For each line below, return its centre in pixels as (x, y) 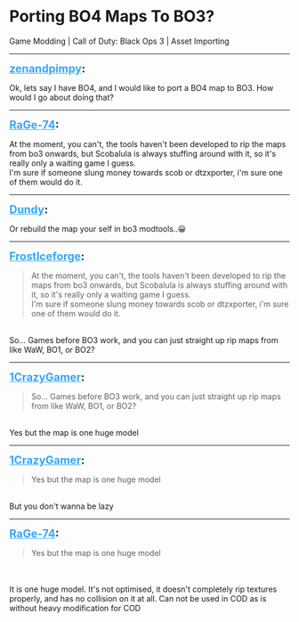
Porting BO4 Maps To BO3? (112, 16)
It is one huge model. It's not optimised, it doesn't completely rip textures (143, 589)
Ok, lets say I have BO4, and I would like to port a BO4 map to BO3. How (141, 87)
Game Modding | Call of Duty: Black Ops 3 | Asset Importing (119, 41)
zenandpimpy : (48, 68)
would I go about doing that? (61, 97)
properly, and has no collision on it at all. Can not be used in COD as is (138, 598)
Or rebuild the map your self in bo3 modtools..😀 (98, 228)
